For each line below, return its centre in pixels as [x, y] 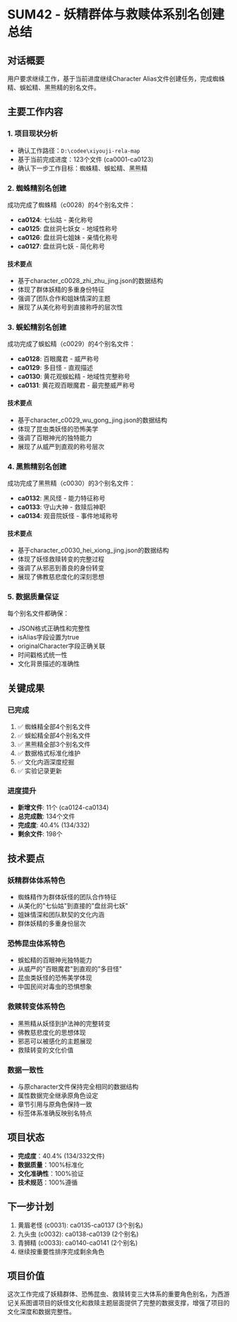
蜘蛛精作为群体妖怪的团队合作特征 [67, 897]
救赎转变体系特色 [36, 1006]
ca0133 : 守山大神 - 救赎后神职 [61, 507]
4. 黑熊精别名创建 [37, 467]
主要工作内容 [35, 112]
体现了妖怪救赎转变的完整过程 [61, 559]
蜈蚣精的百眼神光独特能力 [55, 960]
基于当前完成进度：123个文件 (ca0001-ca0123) [85, 159]
